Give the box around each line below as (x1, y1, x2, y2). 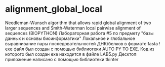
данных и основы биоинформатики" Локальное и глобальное (5, 35, 135, 41)
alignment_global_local (5, 3, 103, 15)
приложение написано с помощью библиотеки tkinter (5, 56, 119, 62)
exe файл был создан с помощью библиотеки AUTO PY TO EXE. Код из (5, 46, 155, 52)
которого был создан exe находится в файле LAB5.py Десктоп (5, 51, 137, 57)
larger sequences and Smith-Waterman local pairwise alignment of (5, 25, 141, 31)
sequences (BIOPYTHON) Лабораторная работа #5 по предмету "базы (5, 30, 154, 36)
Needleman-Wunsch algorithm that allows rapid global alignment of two (5, 20, 152, 26)
